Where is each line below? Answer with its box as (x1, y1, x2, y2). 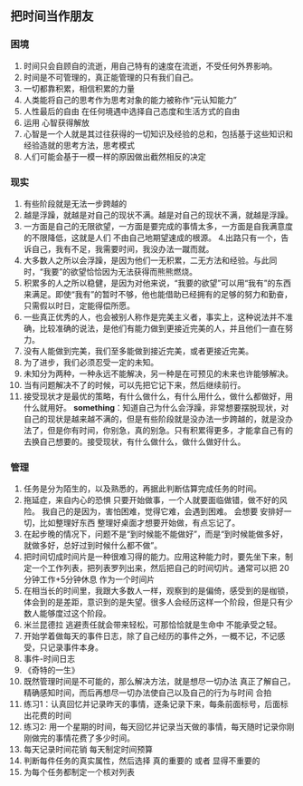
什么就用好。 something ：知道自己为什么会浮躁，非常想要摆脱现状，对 (23, 402, 289, 412)
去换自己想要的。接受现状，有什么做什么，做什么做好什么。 (23, 436, 246, 447)
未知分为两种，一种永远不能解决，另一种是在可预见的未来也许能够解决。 (23, 368, 293, 379)
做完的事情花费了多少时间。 (31, 733, 135, 743)
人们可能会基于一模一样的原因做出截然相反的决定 (23, 150, 206, 161)
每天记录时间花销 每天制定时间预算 (23, 744, 153, 755)
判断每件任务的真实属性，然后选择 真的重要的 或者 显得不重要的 (23, 755, 260, 766)
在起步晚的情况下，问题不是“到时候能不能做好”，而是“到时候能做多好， (23, 529, 289, 539)
